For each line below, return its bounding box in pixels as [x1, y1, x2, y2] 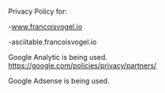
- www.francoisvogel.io [8, 22, 83, 31]
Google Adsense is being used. [8, 76, 110, 85]
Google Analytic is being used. [8, 53, 108, 61]
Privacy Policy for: [8, 7, 67, 16]
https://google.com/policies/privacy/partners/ [8, 61, 157, 70]
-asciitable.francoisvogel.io [8, 37, 97, 46]
